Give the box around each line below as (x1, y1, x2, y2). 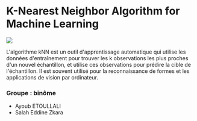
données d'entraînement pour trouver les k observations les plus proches (6, 54, 189, 61)
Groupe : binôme (6, 88, 56, 97)
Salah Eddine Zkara (14, 109, 63, 116)
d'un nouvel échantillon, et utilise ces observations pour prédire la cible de (6, 61, 192, 68)
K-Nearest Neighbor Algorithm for (6, 4, 180, 18)
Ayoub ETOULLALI (14, 102, 61, 110)
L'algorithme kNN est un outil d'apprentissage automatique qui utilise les (6, 48, 186, 55)
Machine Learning (6, 17, 99, 31)
